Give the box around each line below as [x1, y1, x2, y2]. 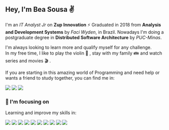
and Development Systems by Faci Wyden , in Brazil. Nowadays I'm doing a [5, 29, 164, 35]
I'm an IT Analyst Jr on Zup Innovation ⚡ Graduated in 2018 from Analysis [5, 21, 161, 28]
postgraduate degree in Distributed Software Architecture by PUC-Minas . [5, 34, 162, 40]
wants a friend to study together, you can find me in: [5, 74, 115, 81]
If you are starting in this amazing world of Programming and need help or [5, 69, 160, 75]
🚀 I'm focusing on [5, 98, 49, 105]
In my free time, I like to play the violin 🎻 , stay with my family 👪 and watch [5, 50, 162, 56]
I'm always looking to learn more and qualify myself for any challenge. [5, 44, 152, 50]
